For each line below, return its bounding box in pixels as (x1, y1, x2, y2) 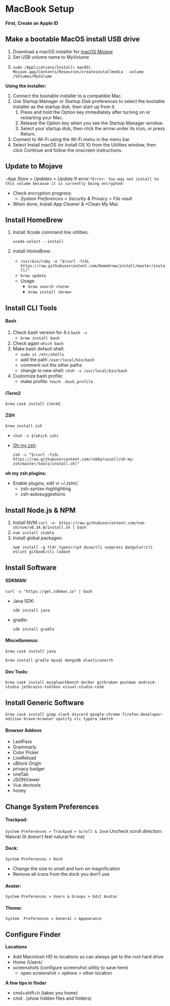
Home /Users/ (12, 959, 42, 966)
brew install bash (20, 336, 60, 341)
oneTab (12, 771, 29, 778)
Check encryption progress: (12, 190, 72, 196)
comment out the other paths (20, 362, 82, 368)
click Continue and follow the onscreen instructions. (12, 147, 123, 153)
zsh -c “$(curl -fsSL (12, 452, 59, 457)
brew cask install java (5, 648, 56, 654)
